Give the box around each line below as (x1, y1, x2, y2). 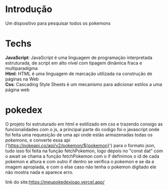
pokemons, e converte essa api (5, 137, 71, 143)
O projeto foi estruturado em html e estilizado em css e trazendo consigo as (5, 121, 163, 127)
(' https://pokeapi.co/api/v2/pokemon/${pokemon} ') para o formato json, (5, 142, 156, 148)
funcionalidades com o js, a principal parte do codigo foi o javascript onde (5, 126, 160, 132)
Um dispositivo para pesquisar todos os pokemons (5, 20, 111, 26)
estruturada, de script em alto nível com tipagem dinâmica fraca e (5, 59, 142, 66)
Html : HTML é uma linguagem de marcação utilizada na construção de (5, 71, 152, 77)
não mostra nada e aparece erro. (5, 169, 74, 175)
